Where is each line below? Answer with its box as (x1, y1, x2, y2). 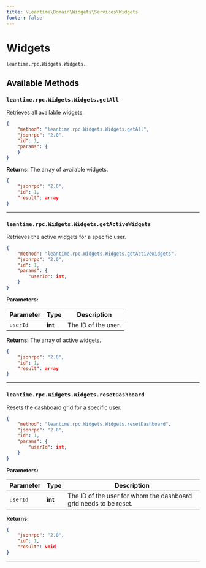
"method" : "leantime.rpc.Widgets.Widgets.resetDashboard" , (17, 421, 172, 428)
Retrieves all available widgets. (6, 108, 84, 116)
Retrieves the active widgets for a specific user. (6, 233, 127, 240)
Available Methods (6, 78, 80, 88)
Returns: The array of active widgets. (6, 336, 101, 344)
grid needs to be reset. (67, 499, 133, 507)
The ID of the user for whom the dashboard (67, 491, 193, 500)
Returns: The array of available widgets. (6, 166, 109, 173)
